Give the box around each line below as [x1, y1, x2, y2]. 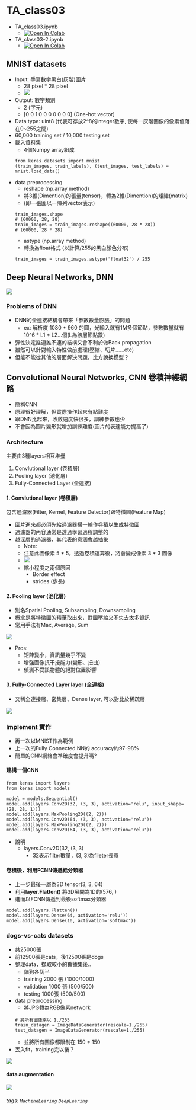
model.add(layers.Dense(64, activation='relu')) [6, 913, 128, 919]
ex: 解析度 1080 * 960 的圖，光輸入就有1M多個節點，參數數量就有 [23, 324, 185, 331]
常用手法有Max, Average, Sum [14, 622, 89, 629]
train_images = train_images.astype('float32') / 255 [14, 256, 150, 262]
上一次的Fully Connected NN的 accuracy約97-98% [14, 744, 139, 751]
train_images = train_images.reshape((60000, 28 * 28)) [14, 222, 156, 228]
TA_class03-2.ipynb [14, 36, 64, 43]
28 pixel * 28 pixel [23, 82, 68, 89]
